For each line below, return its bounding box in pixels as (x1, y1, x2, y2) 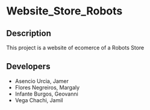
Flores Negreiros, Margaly (14, 84, 80, 91)
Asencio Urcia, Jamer (14, 77, 69, 85)
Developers (6, 61, 51, 72)
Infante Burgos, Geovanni (14, 90, 78, 97)
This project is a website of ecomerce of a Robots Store (6, 44, 145, 51)
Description (6, 28, 51, 38)
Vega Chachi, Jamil (14, 96, 63, 103)
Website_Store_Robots (6, 4, 123, 18)
